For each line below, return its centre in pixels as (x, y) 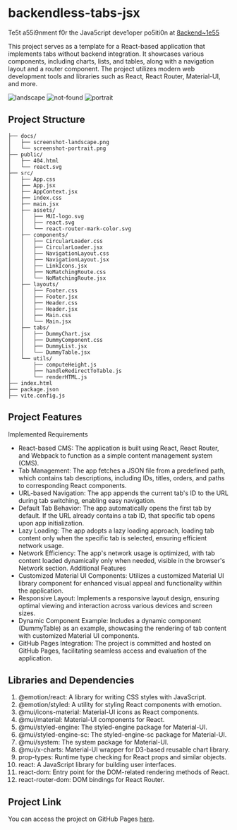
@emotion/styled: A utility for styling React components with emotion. (120, 705)
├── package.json (34, 389)
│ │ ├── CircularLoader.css (55, 241)
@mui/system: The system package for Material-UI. (93, 742)
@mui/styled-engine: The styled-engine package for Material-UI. (113, 727)
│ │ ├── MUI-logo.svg (46, 216)
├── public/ (25, 154)
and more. (23, 83)
